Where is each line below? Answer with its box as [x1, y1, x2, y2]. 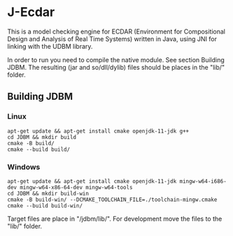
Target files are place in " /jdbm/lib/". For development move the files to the [7, 214, 223, 223]
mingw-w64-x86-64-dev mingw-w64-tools [20, 184, 133, 191]
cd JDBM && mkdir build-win [7, 190, 90, 197]
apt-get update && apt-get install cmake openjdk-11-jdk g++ [7, 127, 190, 135]
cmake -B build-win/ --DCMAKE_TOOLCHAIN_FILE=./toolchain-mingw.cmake [7, 196, 218, 203]
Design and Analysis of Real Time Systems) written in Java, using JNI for [7, 34, 217, 43]
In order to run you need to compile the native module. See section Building [7, 55, 225, 64]
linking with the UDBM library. [7, 42, 93, 50]
